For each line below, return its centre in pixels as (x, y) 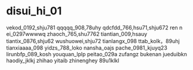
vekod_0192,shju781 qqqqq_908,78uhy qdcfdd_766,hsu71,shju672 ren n (94, 28)
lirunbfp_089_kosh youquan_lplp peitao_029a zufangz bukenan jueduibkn (96, 54)
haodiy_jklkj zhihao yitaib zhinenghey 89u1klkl (63, 60)
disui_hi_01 (34, 11)
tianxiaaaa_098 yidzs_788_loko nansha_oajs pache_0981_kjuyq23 (87, 48)
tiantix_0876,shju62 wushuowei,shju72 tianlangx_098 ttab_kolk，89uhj (93, 41)
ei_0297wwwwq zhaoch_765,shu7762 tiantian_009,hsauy (77, 34)
